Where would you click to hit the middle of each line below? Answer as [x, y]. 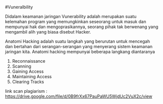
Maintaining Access [32, 77]
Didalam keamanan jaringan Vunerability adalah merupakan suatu [71, 16]
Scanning [22, 66]
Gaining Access [28, 71]
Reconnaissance [29, 61]
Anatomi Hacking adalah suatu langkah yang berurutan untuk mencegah [77, 41]
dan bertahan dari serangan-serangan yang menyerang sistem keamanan [79, 46]
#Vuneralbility [19, 7]
